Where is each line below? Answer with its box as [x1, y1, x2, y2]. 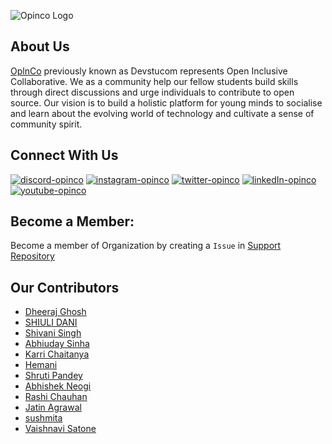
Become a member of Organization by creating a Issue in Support [10, 240, 282, 252]
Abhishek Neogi [24, 380, 92, 392]
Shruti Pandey [24, 370, 83, 382]
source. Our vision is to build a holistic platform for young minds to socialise [10, 96, 323, 109]
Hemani [24, 359, 58, 371]
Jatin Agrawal [24, 401, 82, 414]
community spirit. [10, 118, 83, 130]
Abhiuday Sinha [24, 338, 90, 350]
